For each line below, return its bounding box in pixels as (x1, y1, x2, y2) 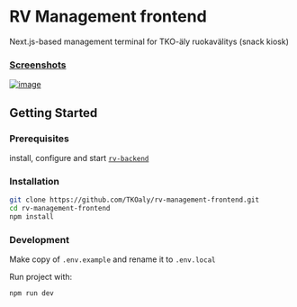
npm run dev (9, 289, 54, 298)
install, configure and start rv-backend (9, 152, 149, 163)
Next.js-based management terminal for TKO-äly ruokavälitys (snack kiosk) (9, 36, 290, 47)
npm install (9, 212, 54, 221)
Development (9, 233, 70, 246)
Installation (9, 175, 60, 187)
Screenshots (9, 59, 67, 71)
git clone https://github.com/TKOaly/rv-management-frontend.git (9, 195, 259, 204)
